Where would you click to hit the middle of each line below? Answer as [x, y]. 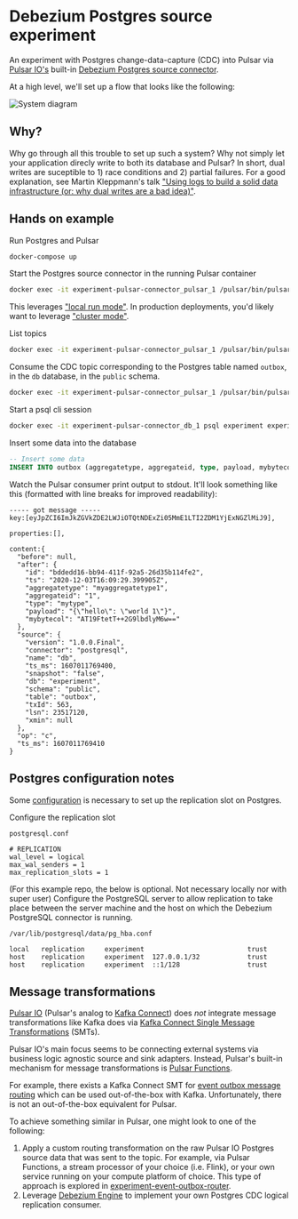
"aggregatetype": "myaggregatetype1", [97, 588]
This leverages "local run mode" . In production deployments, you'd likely [142, 307]
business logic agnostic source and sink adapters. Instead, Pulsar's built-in [146, 1059]
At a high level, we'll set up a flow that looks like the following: [122, 86]
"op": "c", [37, 735]
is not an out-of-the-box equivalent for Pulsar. [93, 1104]
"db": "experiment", [63, 681]
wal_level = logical [47, 857]
